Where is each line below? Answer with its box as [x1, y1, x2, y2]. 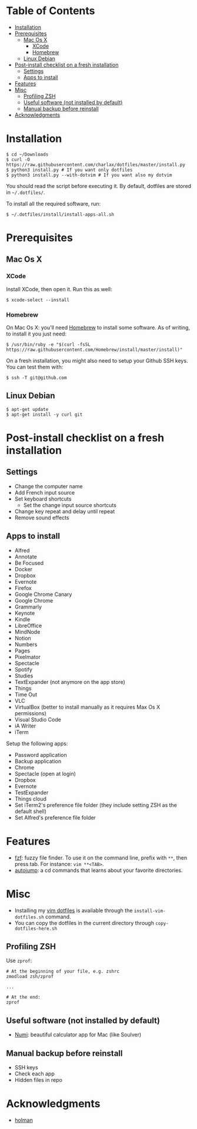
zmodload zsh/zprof [6, 974, 54, 980]
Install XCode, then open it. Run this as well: [6, 285, 112, 292]
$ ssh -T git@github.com [6, 375, 67, 381]
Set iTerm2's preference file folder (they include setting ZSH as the [14, 801, 178, 808]
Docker [14, 565, 33, 572]
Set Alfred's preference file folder [14, 814, 96, 821]
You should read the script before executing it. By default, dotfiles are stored [6, 182, 192, 189]
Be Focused [14, 559, 44, 567]
